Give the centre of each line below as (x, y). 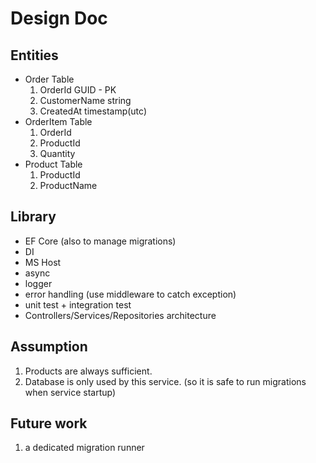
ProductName (68, 185)
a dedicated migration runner (84, 448)
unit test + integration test (78, 304)
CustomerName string (85, 100)
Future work (49, 423)
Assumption (49, 347)
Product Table (53, 164)
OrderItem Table (58, 121)
